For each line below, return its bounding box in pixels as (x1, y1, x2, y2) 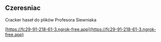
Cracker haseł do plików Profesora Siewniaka (5, 17, 97, 22)
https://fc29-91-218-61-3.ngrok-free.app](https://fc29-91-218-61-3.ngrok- (6, 26, 156, 32)
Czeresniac (5, 4, 41, 12)
